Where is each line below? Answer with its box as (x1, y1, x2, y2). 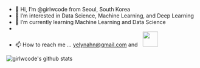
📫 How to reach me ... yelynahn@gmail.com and (15, 41, 138, 48)
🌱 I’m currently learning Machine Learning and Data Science (15, 19, 166, 25)
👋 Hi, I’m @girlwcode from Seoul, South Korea (15, 6, 131, 13)
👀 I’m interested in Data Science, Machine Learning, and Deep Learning (15, 12, 195, 19)
